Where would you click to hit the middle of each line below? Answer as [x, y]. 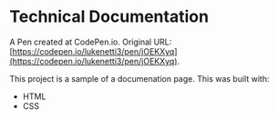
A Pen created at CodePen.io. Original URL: [91, 42]
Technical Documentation [109, 17]
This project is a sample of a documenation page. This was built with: [139, 78]
